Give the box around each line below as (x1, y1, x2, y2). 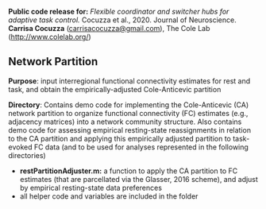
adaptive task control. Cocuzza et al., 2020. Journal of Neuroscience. (8, 15, 237, 25)
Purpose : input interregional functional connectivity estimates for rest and (8, 75, 251, 86)
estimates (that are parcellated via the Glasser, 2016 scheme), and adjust (19, 174, 258, 184)
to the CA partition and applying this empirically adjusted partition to (8, 134, 232, 143)
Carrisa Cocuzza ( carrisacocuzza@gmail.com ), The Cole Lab (8, 24, 210, 33)
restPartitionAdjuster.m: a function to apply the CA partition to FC (19, 166, 238, 176)
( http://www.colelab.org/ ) (8, 32, 91, 41)
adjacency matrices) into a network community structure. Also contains (8, 117, 242, 126)
